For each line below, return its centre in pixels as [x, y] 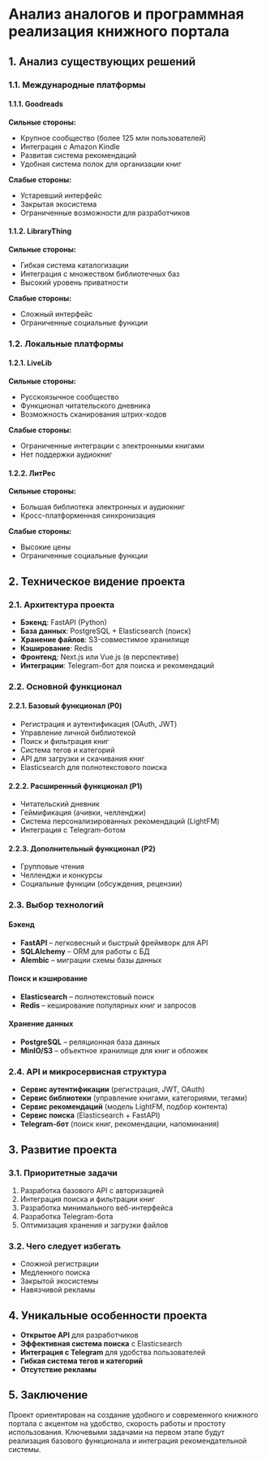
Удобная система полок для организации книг [101, 164]
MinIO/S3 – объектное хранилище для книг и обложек [114, 1050]
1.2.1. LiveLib [30, 363]
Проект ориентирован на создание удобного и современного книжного [133, 1415]
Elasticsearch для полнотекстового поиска [94, 768]
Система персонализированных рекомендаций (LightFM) [120, 821]
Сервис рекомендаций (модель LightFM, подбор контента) [124, 1107]
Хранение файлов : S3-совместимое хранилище [105, 639]
